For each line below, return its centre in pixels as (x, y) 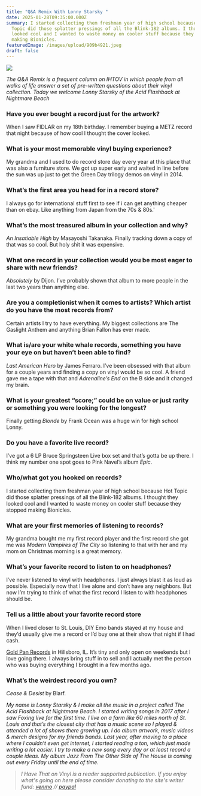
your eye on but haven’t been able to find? (69, 353)
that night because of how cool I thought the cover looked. (78, 133)
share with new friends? (42, 268)
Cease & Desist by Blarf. (36, 693)
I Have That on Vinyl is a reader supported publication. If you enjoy (104, 774)
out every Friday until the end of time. (52, 762)
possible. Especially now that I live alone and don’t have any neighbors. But (99, 586)
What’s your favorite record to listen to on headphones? (89, 566)
